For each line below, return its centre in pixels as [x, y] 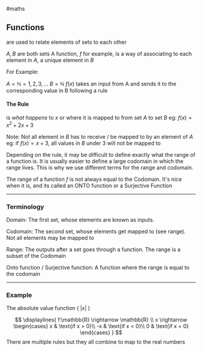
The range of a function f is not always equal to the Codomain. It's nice [94, 179]
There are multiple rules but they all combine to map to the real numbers [96, 342]
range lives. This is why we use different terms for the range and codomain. [100, 167]
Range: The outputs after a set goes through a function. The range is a [93, 249]
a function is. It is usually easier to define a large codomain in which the [95, 161]
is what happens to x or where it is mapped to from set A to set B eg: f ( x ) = [99, 118]
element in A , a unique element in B [50, 60]
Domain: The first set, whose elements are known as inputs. [80, 219]
